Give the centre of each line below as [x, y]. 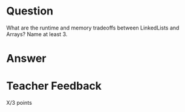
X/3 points [19, 103]
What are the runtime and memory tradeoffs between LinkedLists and [93, 28]
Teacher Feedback [54, 86]
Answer [26, 59]
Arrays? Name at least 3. [37, 34]
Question [30, 11]
